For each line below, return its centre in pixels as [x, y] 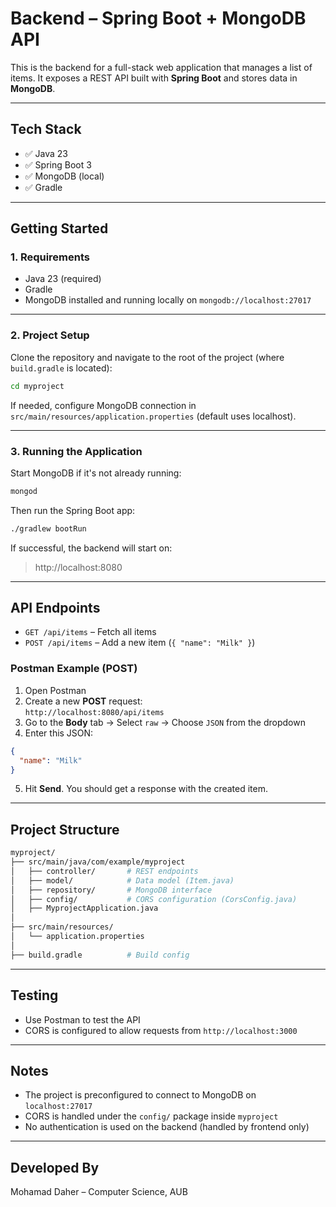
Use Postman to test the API [82, 1019]
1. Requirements [50, 257]
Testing [34, 995]
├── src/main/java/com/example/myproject [98, 862]
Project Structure [65, 829]
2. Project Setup [50, 335]
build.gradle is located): [61, 368]
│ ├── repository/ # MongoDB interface [111, 890]
